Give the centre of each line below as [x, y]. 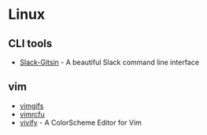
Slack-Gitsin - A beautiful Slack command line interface [109, 62]
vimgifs [31, 106]
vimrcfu [32, 114]
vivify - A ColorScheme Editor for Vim [80, 122]
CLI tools [30, 44]
